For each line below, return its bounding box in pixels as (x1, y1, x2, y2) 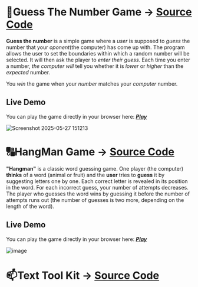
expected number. (6, 69, 51, 76)
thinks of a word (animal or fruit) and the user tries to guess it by (6, 171, 165, 178)
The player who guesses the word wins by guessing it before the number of (6, 190, 190, 197)
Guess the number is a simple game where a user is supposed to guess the (6, 37, 190, 44)
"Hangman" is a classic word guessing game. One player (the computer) (6, 165, 184, 172)
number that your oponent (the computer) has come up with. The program (6, 44, 185, 51)
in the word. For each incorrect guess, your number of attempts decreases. (6, 184, 189, 191)
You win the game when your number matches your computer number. (6, 80, 178, 87)
